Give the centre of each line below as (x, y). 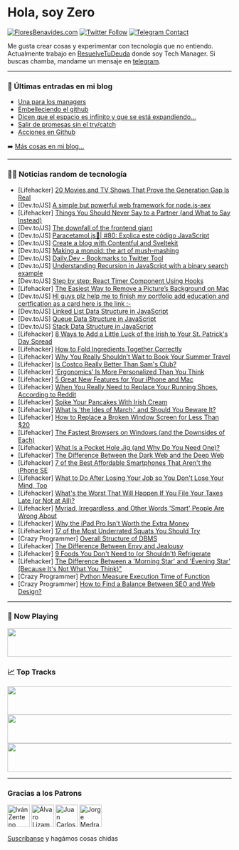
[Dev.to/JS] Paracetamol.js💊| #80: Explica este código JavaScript (113, 235)
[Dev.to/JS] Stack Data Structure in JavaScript (85, 326)
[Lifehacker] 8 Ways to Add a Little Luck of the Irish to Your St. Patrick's (123, 334)
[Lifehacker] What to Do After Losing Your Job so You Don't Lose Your (121, 478)
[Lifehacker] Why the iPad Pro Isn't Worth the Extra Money (103, 523)
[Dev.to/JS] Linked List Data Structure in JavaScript (93, 311)
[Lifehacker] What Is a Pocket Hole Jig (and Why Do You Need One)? (119, 447)
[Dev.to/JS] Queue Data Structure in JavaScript (87, 319)
